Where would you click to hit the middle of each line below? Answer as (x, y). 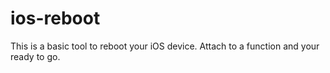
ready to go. (35, 56)
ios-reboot (55, 18)
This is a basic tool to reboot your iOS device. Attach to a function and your (165, 46)
